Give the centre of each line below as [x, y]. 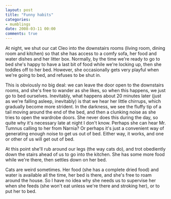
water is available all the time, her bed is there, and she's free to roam [79, 175]
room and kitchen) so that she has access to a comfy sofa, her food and [81, 53]
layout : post [19, 10]
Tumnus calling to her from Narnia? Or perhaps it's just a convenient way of [85, 128]
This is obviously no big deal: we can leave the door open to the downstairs [85, 85]
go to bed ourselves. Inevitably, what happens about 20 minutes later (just [83, 96]
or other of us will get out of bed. [40, 139]
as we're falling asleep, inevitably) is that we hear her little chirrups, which [83, 101]
